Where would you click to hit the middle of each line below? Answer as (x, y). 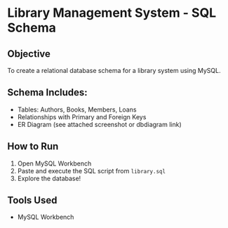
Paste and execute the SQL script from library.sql (92, 170)
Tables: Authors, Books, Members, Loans (77, 109)
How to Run (33, 146)
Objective (29, 54)
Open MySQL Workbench (54, 163)
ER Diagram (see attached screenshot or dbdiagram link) (100, 124)
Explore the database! (49, 178)
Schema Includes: (47, 93)
